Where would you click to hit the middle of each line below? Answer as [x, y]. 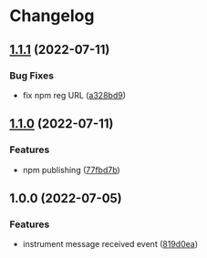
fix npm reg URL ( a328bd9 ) [74, 95]
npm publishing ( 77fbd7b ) [71, 170]
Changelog [52, 16]
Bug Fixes [32, 76]
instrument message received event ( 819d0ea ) [110, 244]
